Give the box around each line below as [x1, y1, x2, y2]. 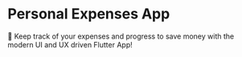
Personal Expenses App [7, 5, 170, 23]
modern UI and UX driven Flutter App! [7, 39, 133, 49]
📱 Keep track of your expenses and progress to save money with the [7, 31, 235, 41]
